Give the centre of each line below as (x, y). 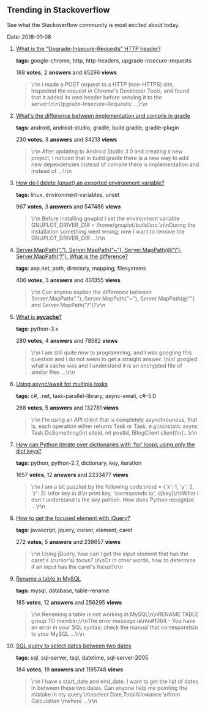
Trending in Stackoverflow (58, 10)
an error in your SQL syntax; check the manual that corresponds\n (114, 627)
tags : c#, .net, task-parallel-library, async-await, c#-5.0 (86, 395)
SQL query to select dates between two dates (73, 646)
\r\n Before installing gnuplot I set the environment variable (105, 218)
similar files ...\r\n (53, 372)
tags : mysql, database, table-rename (62, 590)
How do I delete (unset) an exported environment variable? (90, 183)
